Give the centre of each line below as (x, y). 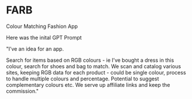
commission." (23, 91)
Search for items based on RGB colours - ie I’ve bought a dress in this (90, 60)
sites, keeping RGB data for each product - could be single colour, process (96, 72)
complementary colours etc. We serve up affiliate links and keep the (88, 84)
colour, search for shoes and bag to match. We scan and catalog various (94, 66)
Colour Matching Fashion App (42, 26)
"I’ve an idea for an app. (35, 49)
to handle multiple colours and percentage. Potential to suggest (83, 79)
